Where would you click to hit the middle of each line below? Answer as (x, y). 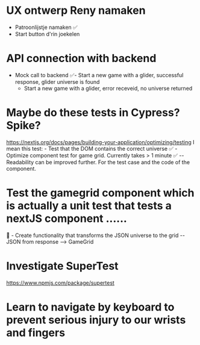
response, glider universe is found (57, 81)
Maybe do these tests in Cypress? (93, 113)
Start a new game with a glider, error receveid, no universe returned (108, 88)
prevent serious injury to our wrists (96, 320)
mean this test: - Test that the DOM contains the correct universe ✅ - (92, 148)
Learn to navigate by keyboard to (90, 307)
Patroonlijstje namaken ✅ (46, 27)
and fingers (36, 333)
